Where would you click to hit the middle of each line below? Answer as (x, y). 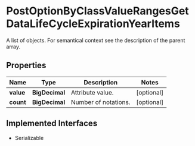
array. (13, 47)
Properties (26, 66)
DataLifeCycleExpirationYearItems (93, 24)
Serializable (29, 138)
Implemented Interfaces (52, 124)
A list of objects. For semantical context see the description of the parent (96, 40)
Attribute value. (92, 92)
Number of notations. (100, 102)
